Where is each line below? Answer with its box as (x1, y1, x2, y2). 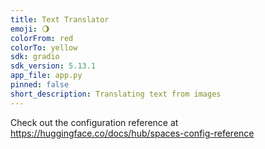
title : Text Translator (10, 14, 110, 25)
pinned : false (10, 80, 70, 90)
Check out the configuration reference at (10, 116, 179, 128)
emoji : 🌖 (10, 24, 50, 34)
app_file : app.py (10, 71, 83, 81)
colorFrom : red (10, 33, 74, 43)
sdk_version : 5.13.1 (10, 61, 97, 71)
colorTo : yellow (10, 42, 78, 53)
